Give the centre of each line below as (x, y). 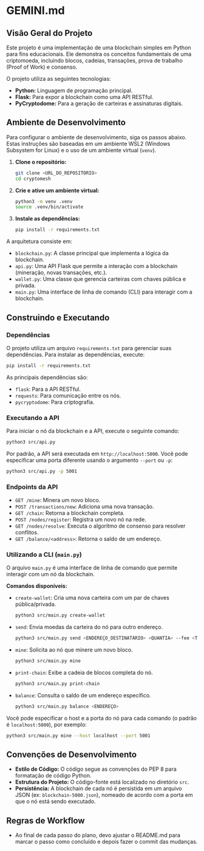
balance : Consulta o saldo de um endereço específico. (83, 695)
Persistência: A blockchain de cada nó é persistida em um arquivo (98, 788)
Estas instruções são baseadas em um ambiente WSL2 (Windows (88, 143)
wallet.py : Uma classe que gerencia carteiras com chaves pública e (100, 279)
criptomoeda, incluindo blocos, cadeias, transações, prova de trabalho (95, 60)
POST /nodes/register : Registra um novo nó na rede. (81, 520)
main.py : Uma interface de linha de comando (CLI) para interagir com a (104, 292)
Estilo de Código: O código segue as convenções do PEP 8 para (96, 769)
